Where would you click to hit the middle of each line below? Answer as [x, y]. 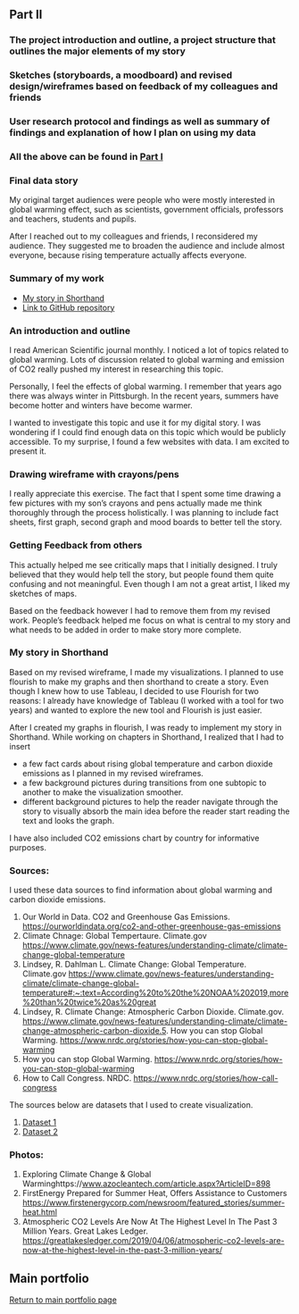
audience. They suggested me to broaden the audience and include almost [147, 246]
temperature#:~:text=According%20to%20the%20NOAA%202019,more [155, 993]
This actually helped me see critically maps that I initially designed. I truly [144, 565]
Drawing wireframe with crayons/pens [95, 474]
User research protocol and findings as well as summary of [140, 121]
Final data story [44, 180]
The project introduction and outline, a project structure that [143, 40]
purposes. [28, 847]
